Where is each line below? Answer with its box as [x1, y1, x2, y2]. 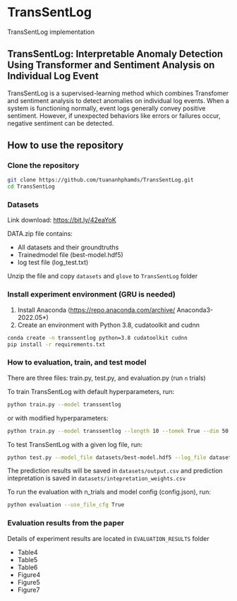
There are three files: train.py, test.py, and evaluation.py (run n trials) [7, 374, 206, 382]
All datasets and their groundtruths [17, 243, 119, 251]
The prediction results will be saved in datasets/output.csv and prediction [7, 467, 224, 475]
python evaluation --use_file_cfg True [7, 501, 125, 508]
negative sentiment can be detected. [7, 119, 114, 127]
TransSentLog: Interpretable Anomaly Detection [7, 48, 224, 60]
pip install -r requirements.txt [7, 340, 106, 348]
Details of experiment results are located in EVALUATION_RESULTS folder [7, 534, 209, 542]
